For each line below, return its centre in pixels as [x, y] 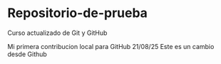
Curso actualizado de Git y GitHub [57, 33]
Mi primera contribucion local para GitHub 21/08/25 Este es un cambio [111, 46]
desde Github [27, 54]
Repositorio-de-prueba [78, 13]
